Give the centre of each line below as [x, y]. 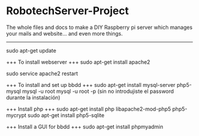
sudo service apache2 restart [42, 73]
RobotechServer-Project [68, 11]
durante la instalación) [33, 97]
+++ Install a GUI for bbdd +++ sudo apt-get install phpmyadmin [85, 127]
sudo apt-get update [31, 50]
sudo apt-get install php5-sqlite [66, 115]
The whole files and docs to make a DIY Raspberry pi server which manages [99, 27]
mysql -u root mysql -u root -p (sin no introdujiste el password [98, 91]
